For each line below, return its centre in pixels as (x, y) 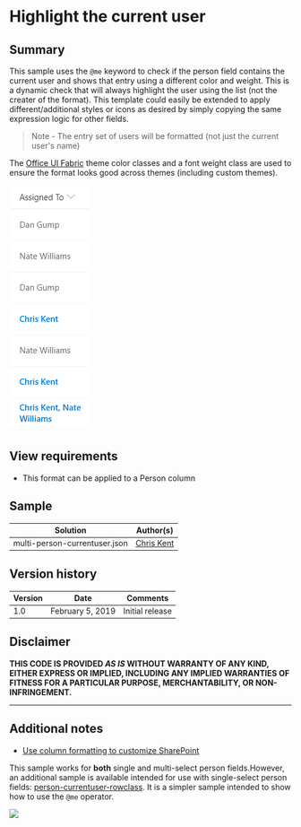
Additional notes (56, 729)
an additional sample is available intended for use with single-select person (148, 777)
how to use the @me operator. (62, 797)
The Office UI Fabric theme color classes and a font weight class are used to (150, 163)
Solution (70, 530)
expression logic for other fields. (69, 119)
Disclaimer (40, 642)
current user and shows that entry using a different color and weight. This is (149, 81)
